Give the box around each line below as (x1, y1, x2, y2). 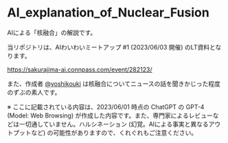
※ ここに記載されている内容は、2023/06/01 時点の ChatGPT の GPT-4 (7, 102, 205, 111)
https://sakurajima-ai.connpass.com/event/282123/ (7, 65, 152, 74)
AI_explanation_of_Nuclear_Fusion (7, 5, 209, 21)
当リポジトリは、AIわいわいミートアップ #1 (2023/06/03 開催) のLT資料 (7, 43, 210, 51)
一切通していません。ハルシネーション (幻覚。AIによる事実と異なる (19, 120, 209, 128)
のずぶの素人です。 (7, 88, 61, 96)
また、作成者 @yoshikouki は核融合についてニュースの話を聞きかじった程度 (7, 79, 221, 87)
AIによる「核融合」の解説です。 (7, 28, 97, 36)
